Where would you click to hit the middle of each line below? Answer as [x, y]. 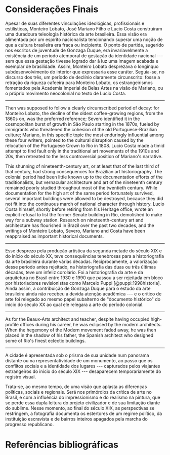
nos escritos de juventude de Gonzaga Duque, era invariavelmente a [77, 50]
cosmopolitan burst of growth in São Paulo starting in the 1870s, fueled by [82, 124]
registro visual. [21, 376]
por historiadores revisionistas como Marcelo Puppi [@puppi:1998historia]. [83, 283]
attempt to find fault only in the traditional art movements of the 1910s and [82, 151]
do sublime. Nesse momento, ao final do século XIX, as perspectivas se [80, 408]
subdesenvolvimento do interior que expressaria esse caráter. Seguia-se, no [85, 71]
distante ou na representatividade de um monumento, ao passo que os [79, 360]
